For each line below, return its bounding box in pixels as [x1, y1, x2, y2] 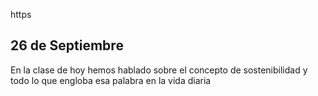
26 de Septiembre [10, 37, 124, 54]
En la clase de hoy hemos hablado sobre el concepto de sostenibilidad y [10, 64, 308, 76]
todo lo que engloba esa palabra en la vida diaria [10, 74, 212, 86]
